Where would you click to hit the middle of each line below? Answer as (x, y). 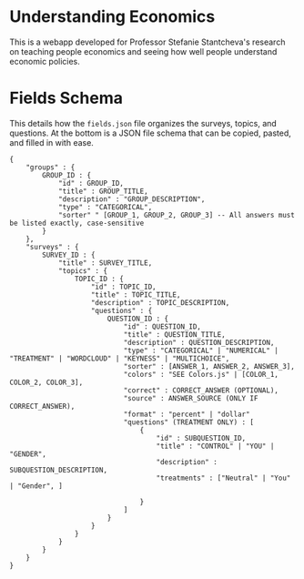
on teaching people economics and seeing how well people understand (143, 51)
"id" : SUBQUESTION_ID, (201, 438)
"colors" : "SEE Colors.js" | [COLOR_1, (201, 374)
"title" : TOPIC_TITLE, (136, 295)
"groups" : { (51, 167)
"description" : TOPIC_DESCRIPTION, (160, 302)
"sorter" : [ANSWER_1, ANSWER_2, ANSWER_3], (209, 366)
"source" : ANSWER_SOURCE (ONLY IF (191, 398)
